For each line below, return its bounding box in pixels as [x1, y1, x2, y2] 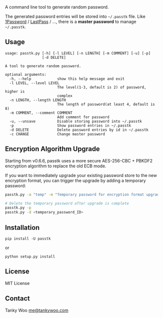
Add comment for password [57, 114, 110, 120]
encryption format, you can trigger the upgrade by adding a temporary [5, 177, 147, 183]
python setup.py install [5, 254, 55, 259]
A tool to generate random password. [5, 63, 81, 69]
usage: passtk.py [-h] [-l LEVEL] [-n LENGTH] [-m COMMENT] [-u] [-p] [5, 51, 151, 55]
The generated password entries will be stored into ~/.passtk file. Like [5, 14, 146, 19]
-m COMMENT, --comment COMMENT [9, 110, 73, 115]
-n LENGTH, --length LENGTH [9, 97, 66, 103]
